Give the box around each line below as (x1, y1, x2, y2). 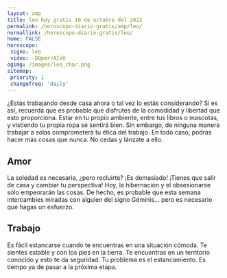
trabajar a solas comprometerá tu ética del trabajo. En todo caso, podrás (7, 128, 212, 137)
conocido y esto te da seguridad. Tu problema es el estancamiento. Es (7, 255, 206, 264)
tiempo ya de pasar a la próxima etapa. (7, 262, 117, 271)
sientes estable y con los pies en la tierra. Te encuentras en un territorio (7, 248, 211, 256)
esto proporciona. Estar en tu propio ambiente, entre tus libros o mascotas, (7, 114, 219, 122)
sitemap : (7, 67, 32, 74)
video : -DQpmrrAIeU (10, 55, 67, 62)
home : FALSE (7, 36, 41, 43)
